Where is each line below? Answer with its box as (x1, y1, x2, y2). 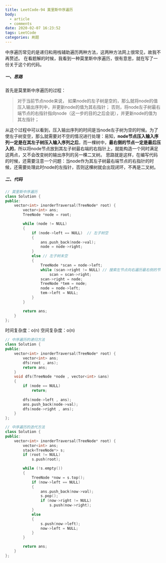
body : (5, 12, 16, 17)
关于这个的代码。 (9, 62, 44, 67)
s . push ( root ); (31, 457, 61, 462)
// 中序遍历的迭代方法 (5, 425, 45, 430)
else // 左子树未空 (31, 253, 68, 258)
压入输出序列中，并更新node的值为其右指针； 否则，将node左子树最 (17, 104, 157, 110)
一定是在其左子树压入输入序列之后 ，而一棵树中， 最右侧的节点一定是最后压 (9, 139, 161, 145)
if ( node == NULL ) (23, 383, 61, 388)
